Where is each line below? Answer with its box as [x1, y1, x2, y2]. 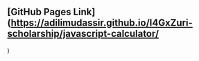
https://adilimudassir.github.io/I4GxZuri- [10, 17, 193, 29]
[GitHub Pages [7, 6, 71, 18]
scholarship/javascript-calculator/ [7, 28, 159, 40]
